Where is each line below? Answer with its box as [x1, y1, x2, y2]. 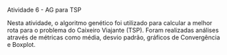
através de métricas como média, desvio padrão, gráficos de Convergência [7, 33, 221, 41]
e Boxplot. [7, 41, 36, 48]
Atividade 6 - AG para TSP [7, 6, 82, 14]
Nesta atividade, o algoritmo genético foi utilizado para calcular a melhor [7, 19, 213, 26]
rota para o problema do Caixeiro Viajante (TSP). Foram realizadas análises [7, 26, 219, 34]
